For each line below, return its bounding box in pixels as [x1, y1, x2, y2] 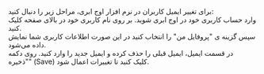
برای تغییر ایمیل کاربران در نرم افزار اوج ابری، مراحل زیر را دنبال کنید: [8, 7, 214, 16]
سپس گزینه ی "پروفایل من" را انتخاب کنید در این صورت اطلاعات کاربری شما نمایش [8, 31, 256, 41]
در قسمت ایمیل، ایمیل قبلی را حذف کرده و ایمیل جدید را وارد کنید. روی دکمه [8, 49, 234, 57]
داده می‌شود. [8, 40, 47, 50]
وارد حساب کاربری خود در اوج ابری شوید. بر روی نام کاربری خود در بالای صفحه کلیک [8, 15, 257, 24]
